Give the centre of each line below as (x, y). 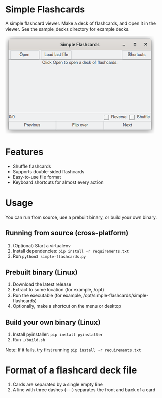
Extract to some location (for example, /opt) (58, 290)
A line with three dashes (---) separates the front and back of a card (84, 390)
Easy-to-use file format (37, 177)
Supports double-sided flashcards (48, 171)
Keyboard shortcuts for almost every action (58, 182)
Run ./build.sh (29, 340)
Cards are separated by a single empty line (58, 384)
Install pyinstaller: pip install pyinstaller (58, 334)
